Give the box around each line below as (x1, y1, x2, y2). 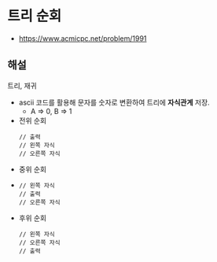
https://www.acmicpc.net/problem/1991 (18, 33, 147, 43)
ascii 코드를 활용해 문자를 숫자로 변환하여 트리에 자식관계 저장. (18, 98, 210, 107)
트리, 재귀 (7, 80, 37, 90)
